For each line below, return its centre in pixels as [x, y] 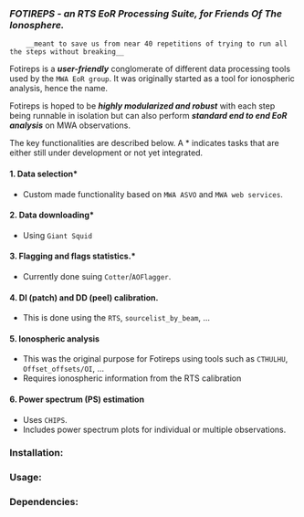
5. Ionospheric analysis [55, 338]
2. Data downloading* [52, 215]
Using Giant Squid [58, 235]
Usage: [26, 478]
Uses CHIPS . [45, 419]
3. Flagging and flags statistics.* [73, 256]
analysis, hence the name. [58, 89]
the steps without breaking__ [67, 52]
